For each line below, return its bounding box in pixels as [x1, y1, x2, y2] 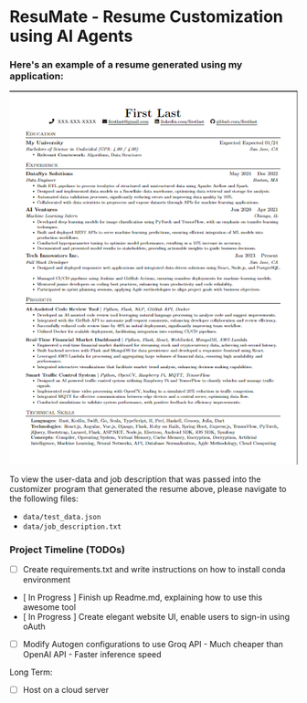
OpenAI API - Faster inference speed [22, 649, 162, 660]
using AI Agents [9, 26, 133, 47]
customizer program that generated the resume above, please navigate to [9, 483, 287, 494]
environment [22, 574, 71, 585]
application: [9, 70, 64, 83]
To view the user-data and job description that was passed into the [9, 473, 262, 485]
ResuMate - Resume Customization [9, 6, 283, 27]
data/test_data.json [22, 512, 101, 521]
